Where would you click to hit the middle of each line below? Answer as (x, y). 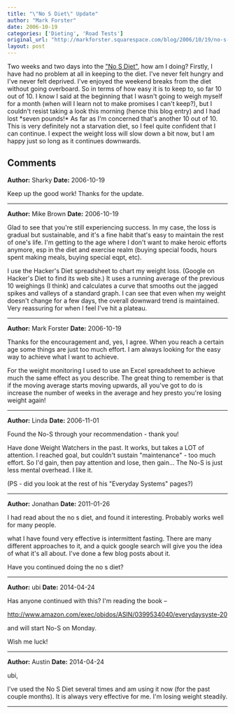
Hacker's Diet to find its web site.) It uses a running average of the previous (116, 278)
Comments (32, 163)
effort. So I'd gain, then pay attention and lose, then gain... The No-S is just (115, 462)
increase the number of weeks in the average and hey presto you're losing (114, 392)
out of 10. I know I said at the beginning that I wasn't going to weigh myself (115, 96)
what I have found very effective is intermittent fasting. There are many (109, 538)
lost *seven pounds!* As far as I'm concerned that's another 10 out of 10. (113, 119)
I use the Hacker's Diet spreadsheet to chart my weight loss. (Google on (111, 270)
